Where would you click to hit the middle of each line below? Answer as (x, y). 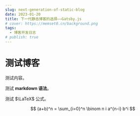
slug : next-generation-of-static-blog (45, 10)
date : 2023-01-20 (23, 14)
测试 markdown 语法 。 (28, 88)
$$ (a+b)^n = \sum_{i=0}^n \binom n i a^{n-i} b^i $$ (83, 109)
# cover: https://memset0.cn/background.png (52, 23)
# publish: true (22, 38)
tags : (11, 28)
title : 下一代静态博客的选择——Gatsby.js (43, 19)
